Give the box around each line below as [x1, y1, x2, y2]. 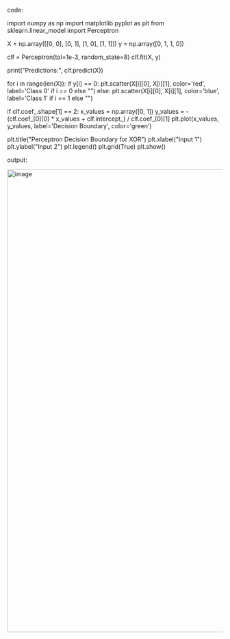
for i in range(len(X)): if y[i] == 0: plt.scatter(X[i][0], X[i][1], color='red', [7, 80, 206, 88]
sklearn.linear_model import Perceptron [7, 27, 119, 34]
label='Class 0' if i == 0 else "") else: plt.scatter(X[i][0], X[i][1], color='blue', [7, 87, 220, 95]
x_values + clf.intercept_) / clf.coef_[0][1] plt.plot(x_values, [55, 114, 219, 123]
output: [7, 156, 27, 164]
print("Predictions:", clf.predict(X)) [7, 67, 104, 74]
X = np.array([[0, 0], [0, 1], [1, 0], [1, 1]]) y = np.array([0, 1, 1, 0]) [7, 40, 185, 47]
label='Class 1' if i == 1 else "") [7, 94, 93, 102]
